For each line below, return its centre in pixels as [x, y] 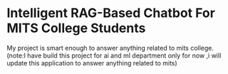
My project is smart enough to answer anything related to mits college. [110, 48]
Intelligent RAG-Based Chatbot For [111, 13]
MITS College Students [76, 28]
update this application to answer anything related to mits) [92, 63]
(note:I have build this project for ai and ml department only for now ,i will [114, 55]
